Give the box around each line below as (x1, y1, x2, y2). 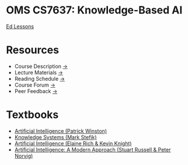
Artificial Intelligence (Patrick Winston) (14, 127, 107, 135)
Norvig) (14, 152, 33, 159)
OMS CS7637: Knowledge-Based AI (6, 4, 183, 17)
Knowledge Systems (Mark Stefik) (14, 133, 97, 140)
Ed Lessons (6, 23, 34, 30)
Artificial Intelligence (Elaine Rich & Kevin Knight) (14, 140, 132, 147)
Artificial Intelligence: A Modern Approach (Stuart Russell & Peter (14, 146, 171, 153)
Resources (6, 43, 60, 57)
